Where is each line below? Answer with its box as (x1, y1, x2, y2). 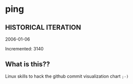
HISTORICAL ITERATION (5, 23, 81, 32)
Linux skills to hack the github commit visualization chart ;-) (5, 73, 129, 79)
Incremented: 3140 (5, 46, 44, 51)
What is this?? (5, 60, 50, 69)
